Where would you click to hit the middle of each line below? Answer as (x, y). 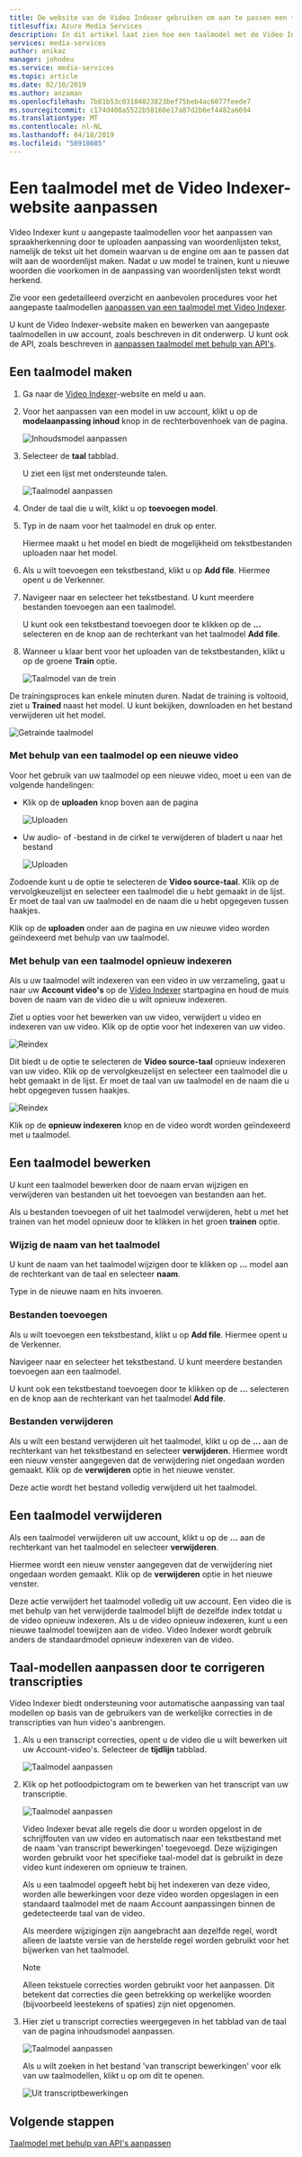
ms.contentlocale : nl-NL (56, 127)
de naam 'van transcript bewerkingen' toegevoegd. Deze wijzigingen (150, 1848)
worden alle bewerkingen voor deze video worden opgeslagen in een (150, 1895)
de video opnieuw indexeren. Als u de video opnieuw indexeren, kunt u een (149, 1620)
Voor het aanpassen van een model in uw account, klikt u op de (140, 411)
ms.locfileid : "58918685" (58, 143)
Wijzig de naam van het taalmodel (84, 1245)
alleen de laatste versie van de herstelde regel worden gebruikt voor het (155, 1941)
